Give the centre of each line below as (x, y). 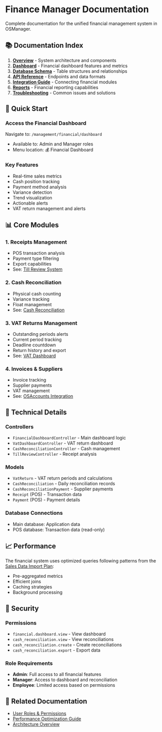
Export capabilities (32, 264)
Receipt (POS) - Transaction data (47, 494)
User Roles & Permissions (39, 714)
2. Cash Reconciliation (33, 282)
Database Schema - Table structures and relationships (70, 71)
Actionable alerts (30, 203)
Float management (32, 304)
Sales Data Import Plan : (30, 566)
